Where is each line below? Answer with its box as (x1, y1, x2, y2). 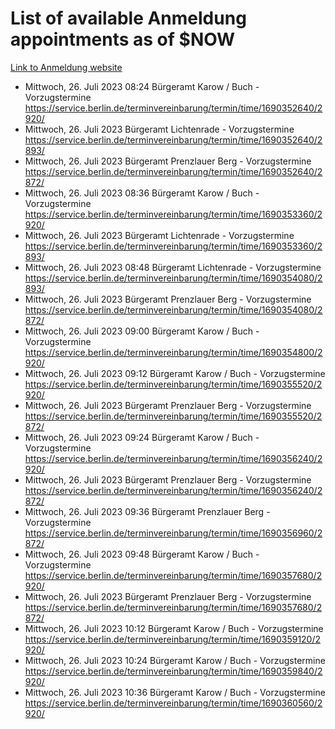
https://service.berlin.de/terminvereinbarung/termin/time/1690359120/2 (24, 633, 322, 645)
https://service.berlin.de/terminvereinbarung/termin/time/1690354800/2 (24, 346, 323, 358)
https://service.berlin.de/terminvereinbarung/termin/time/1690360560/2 (24, 697, 323, 709)
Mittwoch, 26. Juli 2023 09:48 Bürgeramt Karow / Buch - (24, 548, 260, 560)
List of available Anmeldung (10, 7, 247, 30)
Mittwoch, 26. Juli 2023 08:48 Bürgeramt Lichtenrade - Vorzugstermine (24, 261, 322, 273)
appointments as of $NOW (10, 28, 236, 51)
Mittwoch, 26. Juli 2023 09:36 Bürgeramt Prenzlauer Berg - (24, 505, 271, 517)
